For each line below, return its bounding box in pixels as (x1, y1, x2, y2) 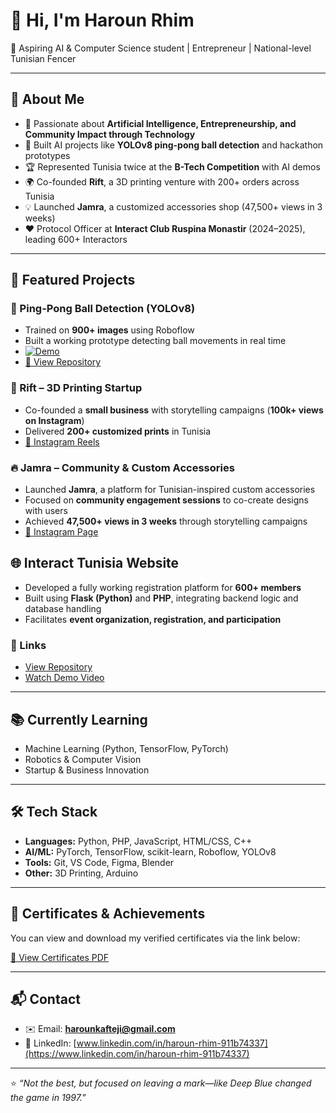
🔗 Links (10, 638, 47, 652)
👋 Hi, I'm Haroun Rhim (10, 9, 195, 32)
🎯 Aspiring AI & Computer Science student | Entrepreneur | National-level (10, 42, 312, 54)
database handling (24, 602, 102, 614)
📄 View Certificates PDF (10, 951, 110, 963)
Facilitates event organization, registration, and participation (24, 613, 282, 625)
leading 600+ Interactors (24, 233, 128, 245)
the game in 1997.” (10, 1092, 87, 1104)
